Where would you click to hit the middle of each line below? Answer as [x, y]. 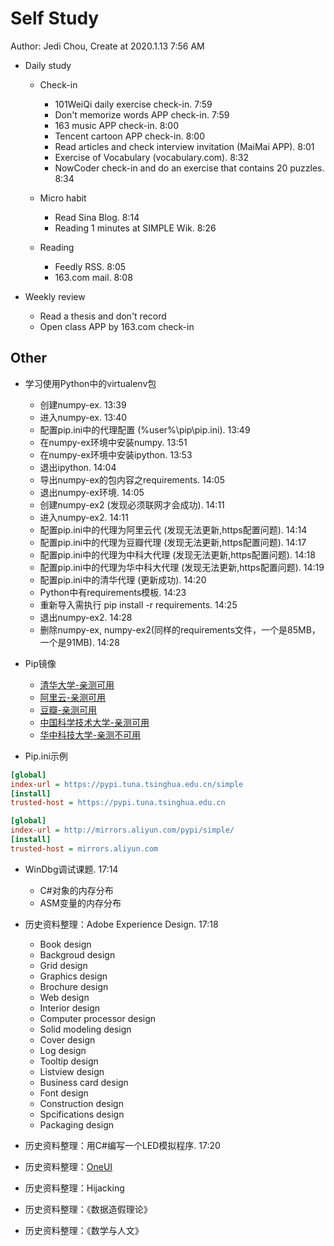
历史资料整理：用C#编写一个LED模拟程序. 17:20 [122, 1145]
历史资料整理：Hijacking [74, 1188]
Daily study [48, 65]
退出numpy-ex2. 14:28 [86, 617]
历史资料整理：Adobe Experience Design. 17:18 [121, 924]
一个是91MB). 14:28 [79, 642]
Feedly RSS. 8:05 [90, 266]
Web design [64, 997]
